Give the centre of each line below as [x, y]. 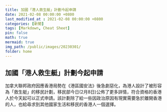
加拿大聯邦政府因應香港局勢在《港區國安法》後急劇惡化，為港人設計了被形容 [83, 86]
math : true [16, 38]
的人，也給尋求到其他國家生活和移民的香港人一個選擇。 [62, 105]
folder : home [19, 51]
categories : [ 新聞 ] [25, 24]
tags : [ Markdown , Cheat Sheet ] [38, 28]
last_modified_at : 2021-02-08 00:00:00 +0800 [54, 19]
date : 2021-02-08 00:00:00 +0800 [40, 14]
